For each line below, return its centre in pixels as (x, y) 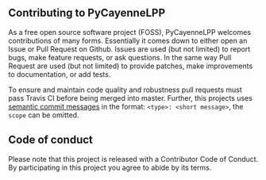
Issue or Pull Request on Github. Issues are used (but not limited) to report (129, 49)
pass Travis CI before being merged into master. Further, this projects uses (130, 98)
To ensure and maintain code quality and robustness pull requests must (125, 90)
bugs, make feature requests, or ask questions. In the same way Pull (120, 57)
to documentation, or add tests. (60, 74)
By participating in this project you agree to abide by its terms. (110, 167)
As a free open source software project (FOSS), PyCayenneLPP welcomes (130, 32)
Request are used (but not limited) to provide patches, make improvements (131, 66)
